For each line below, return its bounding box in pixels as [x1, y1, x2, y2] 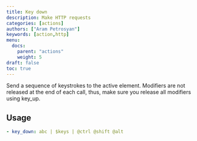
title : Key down [6, 9, 47, 15]
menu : [6, 37, 20, 43]
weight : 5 [17, 54, 43, 60]
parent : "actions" [17, 49, 64, 55]
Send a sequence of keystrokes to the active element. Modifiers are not [6, 82, 185, 89]
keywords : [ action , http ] [6, 32, 69, 38]
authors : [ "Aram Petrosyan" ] [6, 26, 80, 32]
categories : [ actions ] [6, 20, 64, 26]
